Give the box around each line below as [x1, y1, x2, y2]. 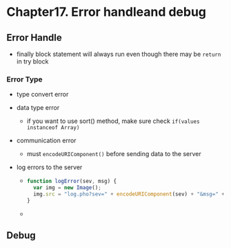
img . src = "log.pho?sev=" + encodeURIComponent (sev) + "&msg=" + [32, 191, 225, 198]
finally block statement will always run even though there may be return [16, 50, 221, 58]
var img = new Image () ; [32, 184, 101, 191]
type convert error [16, 90, 69, 99]
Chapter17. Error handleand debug [6, 4, 207, 20]
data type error [16, 104, 60, 112]
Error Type [6, 74, 43, 84]
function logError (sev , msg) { [26, 178, 117, 185]
